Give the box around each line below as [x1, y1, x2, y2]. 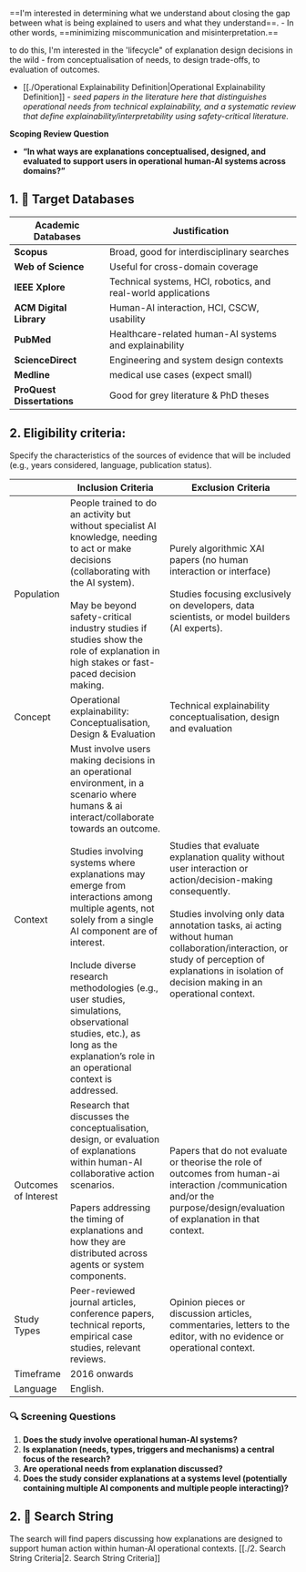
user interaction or [169, 862, 249, 874]
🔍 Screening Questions [9, 1410, 117, 1423]
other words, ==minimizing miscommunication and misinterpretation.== [9, 27, 280, 37]
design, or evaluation [69, 1133, 160, 1146]
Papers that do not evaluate [169, 1144, 288, 1157]
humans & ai [69, 799, 123, 812]
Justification [172, 224, 229, 237]
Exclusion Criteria [190, 481, 270, 494]
